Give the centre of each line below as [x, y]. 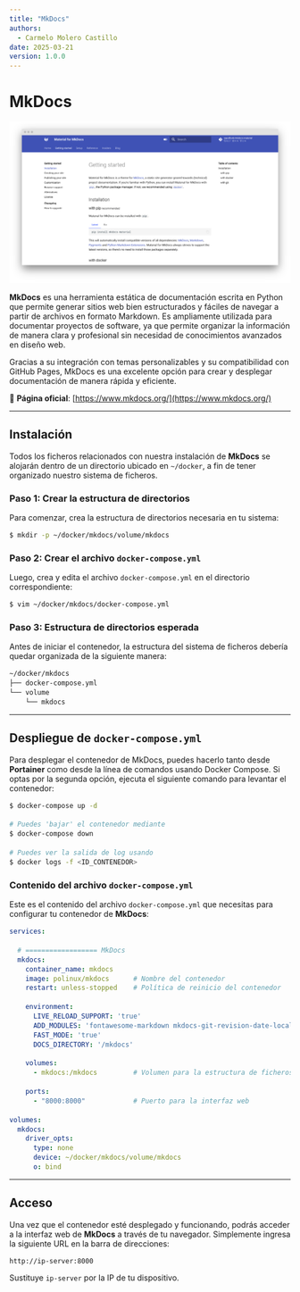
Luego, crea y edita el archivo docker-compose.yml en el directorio [129, 578]
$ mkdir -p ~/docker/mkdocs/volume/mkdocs [89, 536]
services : [28, 932]
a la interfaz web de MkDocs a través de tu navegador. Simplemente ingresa [150, 1234]
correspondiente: [41, 587]
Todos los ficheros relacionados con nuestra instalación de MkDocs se [140, 456]
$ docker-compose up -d [54, 805]
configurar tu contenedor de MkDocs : [79, 914]
